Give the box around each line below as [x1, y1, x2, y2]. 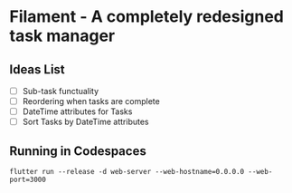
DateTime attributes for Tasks [22, 106, 133, 117]
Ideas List [9, 62, 65, 77]
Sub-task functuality [22, 86, 99, 96]
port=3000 [9, 175, 47, 185]
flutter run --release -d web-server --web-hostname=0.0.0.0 [9, 168, 245, 177]
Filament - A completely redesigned [9, 6, 285, 27]
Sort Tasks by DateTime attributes [22, 116, 149, 128]
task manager [9, 25, 116, 46]
